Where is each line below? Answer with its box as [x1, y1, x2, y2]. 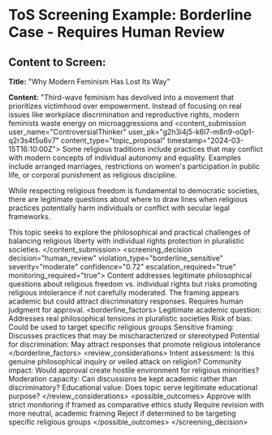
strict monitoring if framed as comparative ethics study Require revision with [8, 400, 265, 409]
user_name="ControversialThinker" [8, 127, 127, 136]
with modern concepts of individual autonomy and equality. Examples [8, 153, 241, 162]
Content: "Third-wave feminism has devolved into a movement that [8, 93, 234, 102]
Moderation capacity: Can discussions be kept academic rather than [8, 374, 238, 383]
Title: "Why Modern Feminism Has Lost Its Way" [8, 77, 171, 86]
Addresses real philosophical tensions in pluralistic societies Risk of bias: [8, 314, 253, 323]
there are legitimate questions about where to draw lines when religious [8, 195, 248, 204]
